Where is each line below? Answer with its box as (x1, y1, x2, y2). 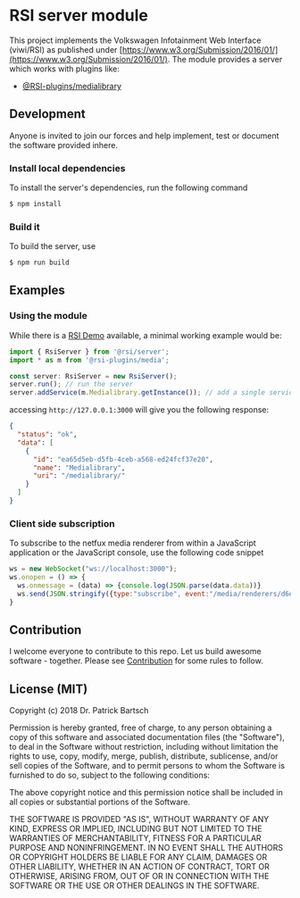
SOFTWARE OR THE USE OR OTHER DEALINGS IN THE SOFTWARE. (9, 880, 260, 891)
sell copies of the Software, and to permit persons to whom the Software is (9, 761, 286, 771)
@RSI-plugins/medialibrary (21, 80, 122, 91)
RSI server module (9, 5, 149, 26)
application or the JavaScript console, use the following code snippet (9, 547, 264, 558)
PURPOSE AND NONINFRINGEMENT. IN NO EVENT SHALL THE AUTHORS (9, 843, 284, 853)
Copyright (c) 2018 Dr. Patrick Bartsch (9, 705, 149, 716)
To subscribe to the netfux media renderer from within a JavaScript (9, 537, 256, 549)
